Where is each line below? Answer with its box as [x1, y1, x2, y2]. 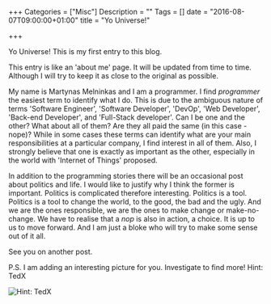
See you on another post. [8, 247, 93, 256]
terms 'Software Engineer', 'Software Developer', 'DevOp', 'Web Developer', [8, 104, 260, 113]
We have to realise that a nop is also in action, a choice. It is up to [37, 214, 256, 223]
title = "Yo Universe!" [79, 15, 150, 25]
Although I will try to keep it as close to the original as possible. [8, 71, 218, 80]
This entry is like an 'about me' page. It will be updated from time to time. [8, 62, 252, 72]
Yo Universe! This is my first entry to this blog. [8, 47, 163, 56]
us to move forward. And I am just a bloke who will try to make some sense [8, 222, 258, 232]
